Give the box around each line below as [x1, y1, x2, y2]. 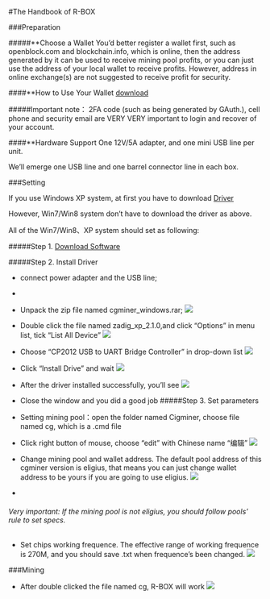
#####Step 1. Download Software [8, 242, 121, 251]
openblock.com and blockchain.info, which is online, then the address [8, 47, 241, 56]
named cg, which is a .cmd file [19, 422, 123, 431]
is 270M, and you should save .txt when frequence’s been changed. [19, 550, 246, 559]
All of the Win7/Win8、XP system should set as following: [8, 226, 200, 235]
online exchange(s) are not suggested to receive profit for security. [8, 73, 231, 81]
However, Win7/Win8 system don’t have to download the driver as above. [8, 209, 252, 218]
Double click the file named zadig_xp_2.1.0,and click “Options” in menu [19, 321, 255, 330]
